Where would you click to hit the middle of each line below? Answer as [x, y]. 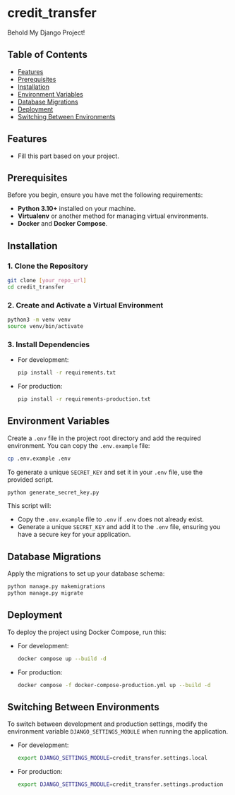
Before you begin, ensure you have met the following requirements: [105, 195]
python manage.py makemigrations [56, 587]
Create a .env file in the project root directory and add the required [104, 438]
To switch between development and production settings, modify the [108, 724]
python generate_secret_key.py [53, 492]
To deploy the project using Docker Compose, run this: [87, 632]
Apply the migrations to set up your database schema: [86, 574]
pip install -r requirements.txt [67, 373]
